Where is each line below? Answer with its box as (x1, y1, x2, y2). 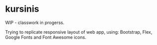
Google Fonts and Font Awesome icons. (5, 34, 86, 40)
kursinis (5, 3, 40, 15)
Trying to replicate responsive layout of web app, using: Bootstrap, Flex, (5, 29, 153, 35)
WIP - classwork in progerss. (5, 20, 65, 25)
